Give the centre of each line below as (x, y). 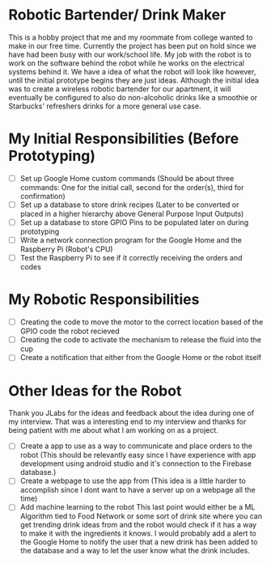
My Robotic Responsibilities (104, 300)
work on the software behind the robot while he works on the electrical (127, 63)
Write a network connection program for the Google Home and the (131, 240)
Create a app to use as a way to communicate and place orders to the (136, 446)
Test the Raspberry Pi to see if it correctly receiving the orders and (131, 258)
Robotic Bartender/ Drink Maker (117, 15)
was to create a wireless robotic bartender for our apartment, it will (120, 89)
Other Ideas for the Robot (95, 391)
